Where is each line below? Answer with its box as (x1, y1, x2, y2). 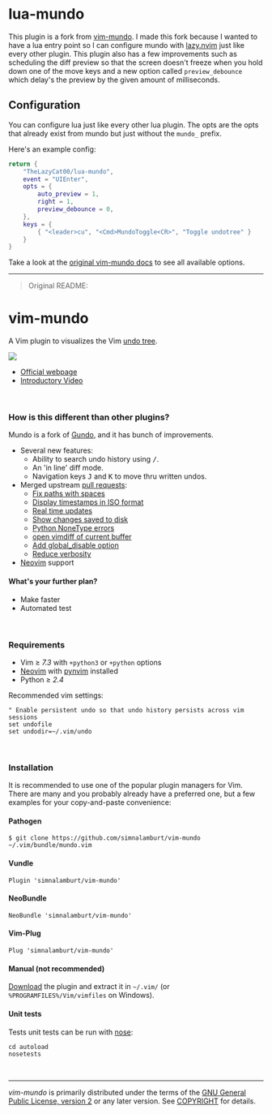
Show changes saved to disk (32, 514, 128, 524)
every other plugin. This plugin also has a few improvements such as (8, 49, 237, 58)
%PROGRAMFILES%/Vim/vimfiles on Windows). (8, 991, 155, 1000)
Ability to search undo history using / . (32, 454, 159, 464)
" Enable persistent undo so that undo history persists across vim (8, 706, 244, 714)
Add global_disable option (32, 540, 119, 550)
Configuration (8, 98, 81, 112)
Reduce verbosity (32, 549, 91, 559)
